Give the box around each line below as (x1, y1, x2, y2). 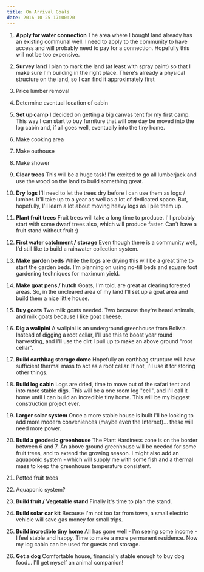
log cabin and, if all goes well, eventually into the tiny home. (15, 124, 166, 131)
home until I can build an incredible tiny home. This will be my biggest (15, 393, 190, 400)
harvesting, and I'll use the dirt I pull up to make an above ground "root (15, 337, 193, 344)
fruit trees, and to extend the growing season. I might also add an (15, 449, 180, 456)
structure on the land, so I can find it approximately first (15, 75, 155, 83)
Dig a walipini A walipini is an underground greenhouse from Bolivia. (15, 324, 188, 332)
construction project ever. (15, 400, 81, 407)
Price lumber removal (15, 87, 70, 94)
